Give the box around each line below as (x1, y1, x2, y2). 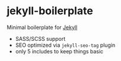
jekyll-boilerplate (7, 4, 94, 18)
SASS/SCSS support (15, 35, 66, 42)
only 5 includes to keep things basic (15, 47, 104, 54)
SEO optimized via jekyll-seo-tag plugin (15, 41, 116, 49)
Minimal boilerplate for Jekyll (7, 24, 78, 31)
